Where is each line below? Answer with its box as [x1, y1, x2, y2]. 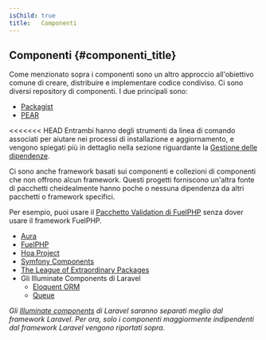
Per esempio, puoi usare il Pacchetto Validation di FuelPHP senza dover [9, 208, 244, 217]
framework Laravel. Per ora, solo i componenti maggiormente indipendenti [9, 315, 254, 324]
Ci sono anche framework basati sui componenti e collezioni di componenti [9, 166, 256, 176]
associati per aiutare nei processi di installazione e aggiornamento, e [9, 135, 234, 144]
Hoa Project [20, 248, 61, 258]
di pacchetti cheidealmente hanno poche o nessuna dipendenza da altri [9, 184, 244, 193]
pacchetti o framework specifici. [9, 192, 115, 201]
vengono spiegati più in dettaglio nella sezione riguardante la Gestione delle [9, 143, 258, 152]
